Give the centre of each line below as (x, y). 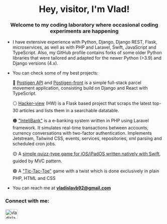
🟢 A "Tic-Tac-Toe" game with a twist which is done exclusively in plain (86, 171)
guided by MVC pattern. (37, 161)
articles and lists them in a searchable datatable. (69, 111)
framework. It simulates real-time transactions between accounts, (80, 128)
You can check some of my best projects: (55, 73)
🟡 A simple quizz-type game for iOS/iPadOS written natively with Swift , (87, 154)
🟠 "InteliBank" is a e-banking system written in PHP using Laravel (80, 121)
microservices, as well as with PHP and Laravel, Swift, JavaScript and (84, 47)
